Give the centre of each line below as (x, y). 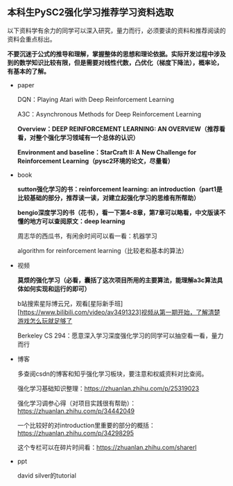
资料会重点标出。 (32, 39)
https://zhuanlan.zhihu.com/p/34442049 (76, 410)
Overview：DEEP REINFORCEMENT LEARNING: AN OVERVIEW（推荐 (118, 129)
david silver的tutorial (46, 475)
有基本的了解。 (28, 71)
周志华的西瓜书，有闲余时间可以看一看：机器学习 (87, 236)
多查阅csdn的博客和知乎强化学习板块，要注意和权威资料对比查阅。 (112, 374)
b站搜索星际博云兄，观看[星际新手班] (70, 303)
